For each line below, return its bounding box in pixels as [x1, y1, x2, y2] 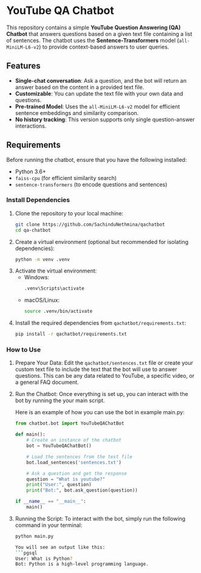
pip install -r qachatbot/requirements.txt [15, 331, 128, 338]
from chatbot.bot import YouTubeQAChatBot [15, 420, 124, 426]
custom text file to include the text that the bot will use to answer [15, 366, 177, 373]
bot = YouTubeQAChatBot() [26, 443, 92, 449]
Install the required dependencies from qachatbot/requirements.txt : [15, 319, 186, 327]
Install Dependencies [6, 196, 70, 204]
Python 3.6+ [15, 168, 47, 175]
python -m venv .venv [15, 256, 70, 262]
